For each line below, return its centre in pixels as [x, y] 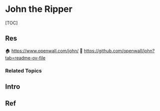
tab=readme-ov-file [25, 57]
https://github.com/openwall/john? [119, 51]
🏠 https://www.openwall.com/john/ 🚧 [44, 51]
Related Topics [24, 70]
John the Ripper [39, 9]
